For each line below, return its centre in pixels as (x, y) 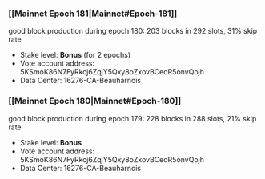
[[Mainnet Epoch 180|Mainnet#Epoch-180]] (95, 101)
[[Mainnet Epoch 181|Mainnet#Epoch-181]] (93, 14)
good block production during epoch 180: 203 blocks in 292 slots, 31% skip (133, 31)
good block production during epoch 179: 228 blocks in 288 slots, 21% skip (132, 118)
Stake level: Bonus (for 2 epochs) (75, 55)
